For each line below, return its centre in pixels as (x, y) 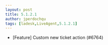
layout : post (19, 10)
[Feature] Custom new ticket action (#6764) (58, 38)
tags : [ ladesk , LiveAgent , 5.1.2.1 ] (41, 23)
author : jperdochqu (26, 19)
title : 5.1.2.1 (21, 14)
